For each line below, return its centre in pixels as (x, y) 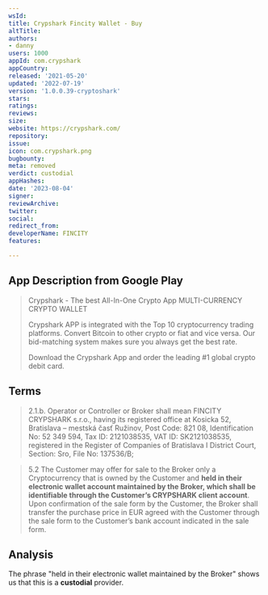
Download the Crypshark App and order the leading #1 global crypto (142, 357)
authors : (23, 38)
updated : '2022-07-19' (46, 83)
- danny (21, 46)
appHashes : (27, 181)
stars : (19, 98)
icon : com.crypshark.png (50, 151)
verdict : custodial (41, 174)
